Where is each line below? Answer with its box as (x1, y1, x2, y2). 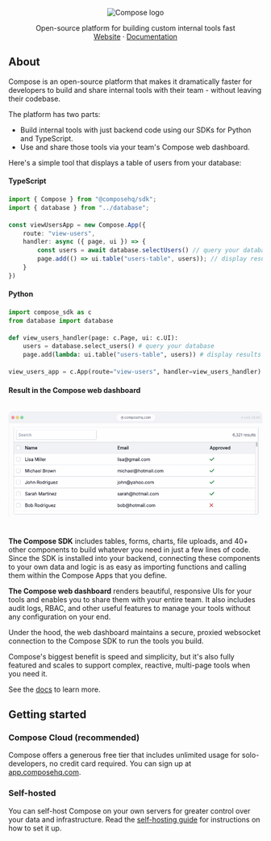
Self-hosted (8, 788, 56, 799)
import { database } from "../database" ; (8, 203, 150, 211)
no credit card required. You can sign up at (49, 759, 192, 768)
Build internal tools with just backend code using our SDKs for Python (19, 125, 252, 135)
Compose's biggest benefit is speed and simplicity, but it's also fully (8, 651, 236, 661)
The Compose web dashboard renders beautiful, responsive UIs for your (8, 586, 252, 596)
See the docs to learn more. (8, 684, 101, 694)
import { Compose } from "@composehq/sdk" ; (8, 195, 157, 203)
